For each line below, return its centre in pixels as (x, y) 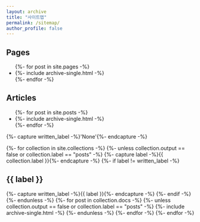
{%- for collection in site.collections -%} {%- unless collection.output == (96, 148)
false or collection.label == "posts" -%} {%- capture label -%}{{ (85, 154)
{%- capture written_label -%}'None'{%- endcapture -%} (77, 136)
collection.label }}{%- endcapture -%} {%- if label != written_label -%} (93, 161)
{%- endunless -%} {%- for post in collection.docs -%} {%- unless (89, 200)
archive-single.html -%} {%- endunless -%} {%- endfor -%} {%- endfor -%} (100, 212)
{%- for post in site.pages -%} (52, 67)
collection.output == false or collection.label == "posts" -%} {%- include (96, 207)
